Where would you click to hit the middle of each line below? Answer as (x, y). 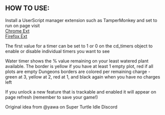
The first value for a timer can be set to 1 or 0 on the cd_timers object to (79, 46)
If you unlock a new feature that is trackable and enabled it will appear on (81, 91)
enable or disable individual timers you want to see (57, 51)
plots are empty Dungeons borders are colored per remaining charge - (78, 71)
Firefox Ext (16, 36)
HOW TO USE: (27, 8)
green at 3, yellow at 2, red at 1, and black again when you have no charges (83, 76)
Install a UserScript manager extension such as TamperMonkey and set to (81, 20)
